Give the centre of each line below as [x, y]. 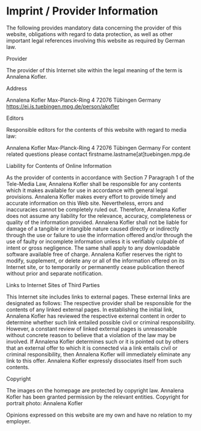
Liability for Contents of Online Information [59, 166]
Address [17, 88]
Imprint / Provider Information [82, 11]
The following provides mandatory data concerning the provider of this [94, 28]
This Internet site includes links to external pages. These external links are [98, 297]
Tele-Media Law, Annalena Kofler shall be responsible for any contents [94, 184]
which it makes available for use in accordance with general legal [87, 190]
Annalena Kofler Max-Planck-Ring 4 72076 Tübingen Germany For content [98, 147]
